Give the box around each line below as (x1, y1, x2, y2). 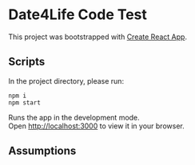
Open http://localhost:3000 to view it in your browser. (8, 121, 185, 131)
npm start (8, 98, 42, 107)
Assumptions (8, 144, 77, 158)
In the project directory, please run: (8, 76, 125, 85)
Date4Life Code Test (8, 6, 148, 24)
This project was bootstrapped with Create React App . (8, 32, 188, 41)
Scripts (8, 55, 46, 69)
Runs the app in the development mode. (8, 112, 140, 122)
